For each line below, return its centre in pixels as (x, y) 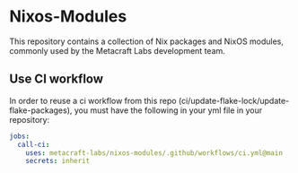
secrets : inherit (58, 161)
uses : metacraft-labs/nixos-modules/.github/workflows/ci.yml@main (154, 153)
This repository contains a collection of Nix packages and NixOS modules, (147, 41)
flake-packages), (41, 110)
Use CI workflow (57, 79)
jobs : (19, 136)
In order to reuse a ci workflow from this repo (93, 100)
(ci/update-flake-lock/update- (234, 100)
